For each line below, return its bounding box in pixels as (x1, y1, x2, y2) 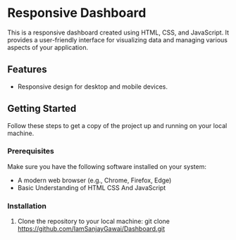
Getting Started (7, 103, 77, 115)
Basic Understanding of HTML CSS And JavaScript (17, 183, 166, 191)
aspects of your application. (7, 43, 89, 51)
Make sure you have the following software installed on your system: (7, 162, 206, 170)
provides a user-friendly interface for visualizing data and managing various (7, 35, 228, 44)
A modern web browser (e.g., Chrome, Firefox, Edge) (17, 176, 172, 184)
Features (7, 63, 47, 75)
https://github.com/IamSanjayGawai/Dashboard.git (17, 225, 166, 233)
